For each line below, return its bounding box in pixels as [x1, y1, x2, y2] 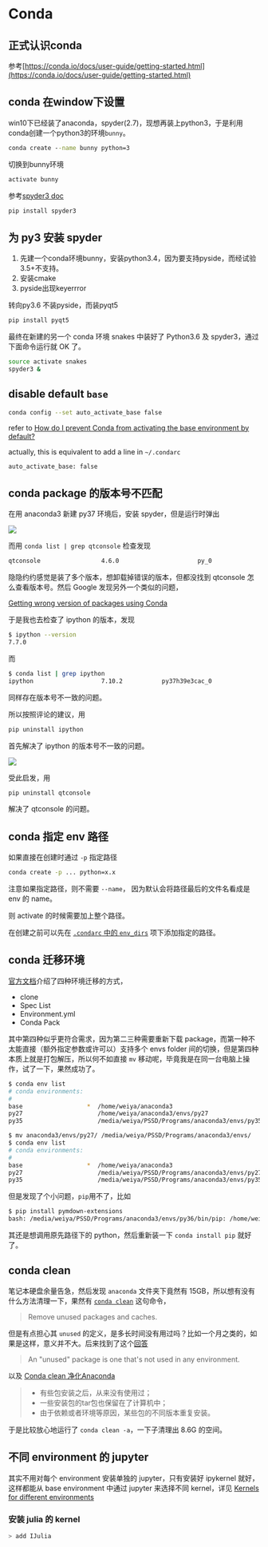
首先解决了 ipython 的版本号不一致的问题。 [8, 740, 149, 751]
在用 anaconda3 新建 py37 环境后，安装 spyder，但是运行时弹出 [8, 509, 220, 519]
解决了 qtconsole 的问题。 [8, 804, 94, 814]
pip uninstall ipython [8, 725, 84, 733]
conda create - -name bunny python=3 [8, 144, 130, 152]
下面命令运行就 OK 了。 [8, 342, 85, 351]
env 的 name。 [8, 894, 57, 903]
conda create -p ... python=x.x [8, 868, 116, 877]
